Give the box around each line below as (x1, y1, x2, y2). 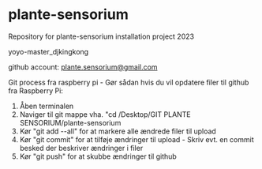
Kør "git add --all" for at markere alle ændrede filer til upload (19, 126, 217, 136)
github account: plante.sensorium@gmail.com (8, 62, 158, 72)
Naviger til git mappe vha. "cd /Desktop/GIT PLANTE (19, 109, 191, 119)
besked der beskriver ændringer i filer (19, 143, 144, 152)
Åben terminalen (19, 101, 74, 111)
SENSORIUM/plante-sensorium (19, 118, 122, 127)
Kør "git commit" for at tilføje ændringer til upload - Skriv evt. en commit (19, 134, 254, 144)
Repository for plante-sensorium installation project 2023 (8, 32, 195, 41)
